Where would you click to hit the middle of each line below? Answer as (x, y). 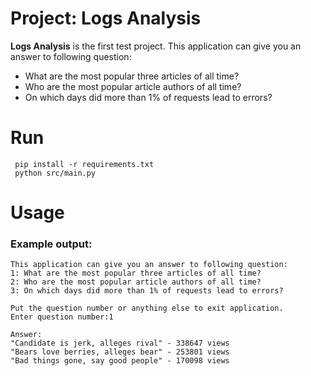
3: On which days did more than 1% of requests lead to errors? (147, 291)
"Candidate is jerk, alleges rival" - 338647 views (120, 343)
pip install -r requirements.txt (84, 164)
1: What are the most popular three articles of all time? (136, 273)
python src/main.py (55, 173)
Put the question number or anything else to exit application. (147, 308)
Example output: (51, 244)
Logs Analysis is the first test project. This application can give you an (156, 46)
